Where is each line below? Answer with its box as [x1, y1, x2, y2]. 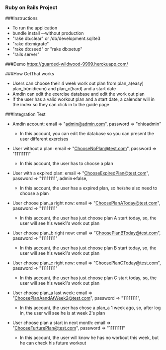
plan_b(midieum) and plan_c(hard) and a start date [12, 86, 116, 92]
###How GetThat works [5, 71, 55, 77]
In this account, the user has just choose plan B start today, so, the [19, 245, 157, 251]
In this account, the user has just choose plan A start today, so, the [19, 215, 157, 221]
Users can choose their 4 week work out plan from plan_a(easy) [12, 80, 144, 86]
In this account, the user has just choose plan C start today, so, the [19, 275, 157, 281]
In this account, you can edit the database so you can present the [19, 131, 154, 137]
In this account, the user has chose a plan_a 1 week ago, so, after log [19, 305, 161, 311]
